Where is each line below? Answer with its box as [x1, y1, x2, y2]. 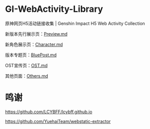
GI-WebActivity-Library [5, 3, 103, 15]
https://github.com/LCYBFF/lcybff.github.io [5, 109, 92, 115]
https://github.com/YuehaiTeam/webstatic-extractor [5, 118, 111, 124]
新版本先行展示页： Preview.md [5, 31, 68, 37]
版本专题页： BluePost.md [5, 52, 57, 58]
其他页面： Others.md [5, 73, 48, 79]
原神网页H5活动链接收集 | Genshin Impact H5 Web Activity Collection [5, 20, 145, 26]
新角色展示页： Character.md [5, 41, 63, 47]
